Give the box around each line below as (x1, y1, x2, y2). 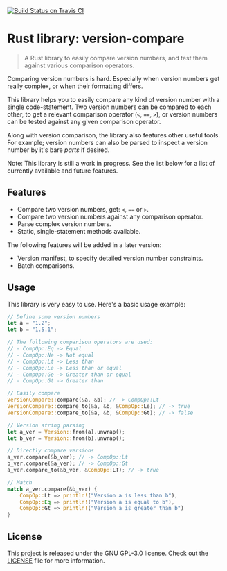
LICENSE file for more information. (7, 556, 105, 565)
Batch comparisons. (17, 261, 75, 270)
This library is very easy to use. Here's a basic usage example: (7, 300, 185, 308)
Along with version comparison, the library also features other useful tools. (7, 130, 220, 139)
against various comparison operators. (24, 61, 135, 69)
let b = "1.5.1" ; (7, 326, 57, 333)
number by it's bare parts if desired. (7, 146, 110, 154)
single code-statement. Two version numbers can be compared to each (7, 103, 212, 111)
